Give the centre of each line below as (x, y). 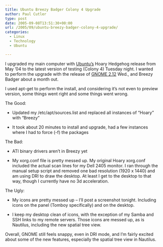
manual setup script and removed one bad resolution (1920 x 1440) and (83, 171)
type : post (16, 18)
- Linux (17, 37)
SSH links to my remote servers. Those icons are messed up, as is (78, 219)
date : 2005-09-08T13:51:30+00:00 (39, 23)
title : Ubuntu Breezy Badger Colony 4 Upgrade (53, 9)
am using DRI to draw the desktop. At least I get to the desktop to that (81, 176)
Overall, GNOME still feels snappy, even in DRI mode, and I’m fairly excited (79, 234)
